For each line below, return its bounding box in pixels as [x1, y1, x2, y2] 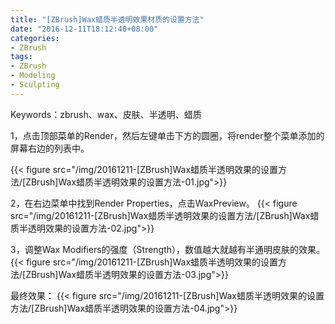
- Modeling [10, 71, 56, 81]
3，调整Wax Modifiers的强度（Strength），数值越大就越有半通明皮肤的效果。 [10, 243, 326, 255]
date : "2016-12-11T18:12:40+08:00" [10, 24, 159, 34]
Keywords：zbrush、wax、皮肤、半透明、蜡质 [10, 108, 202, 120]
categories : [10, 33, 60, 43]
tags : [10, 52, 33, 62]
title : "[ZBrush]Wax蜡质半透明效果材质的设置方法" [10, 14, 205, 25]
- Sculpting [10, 80, 60, 90]
